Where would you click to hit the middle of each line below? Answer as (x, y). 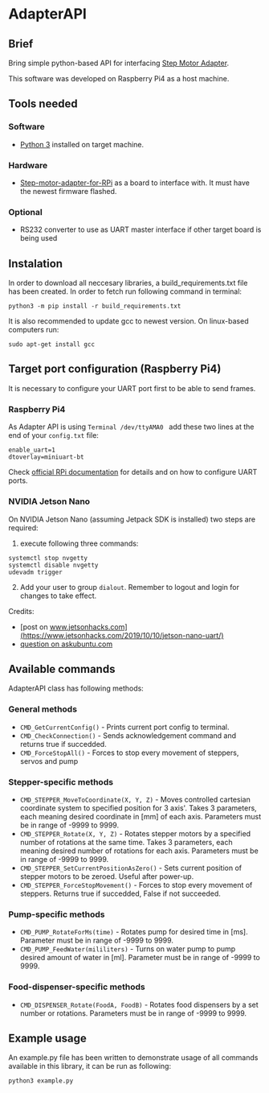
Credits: (21, 611)
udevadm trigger (35, 572)
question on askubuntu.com (66, 644)
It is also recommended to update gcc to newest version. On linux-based (128, 321)
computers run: (34, 330)
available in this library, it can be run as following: (90, 1066)
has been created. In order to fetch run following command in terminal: (125, 291)
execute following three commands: (79, 543)
